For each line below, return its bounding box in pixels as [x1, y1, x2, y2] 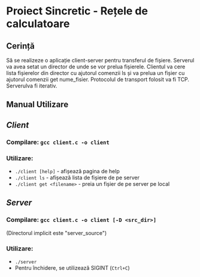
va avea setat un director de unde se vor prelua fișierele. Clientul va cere [6, 63, 186, 70]
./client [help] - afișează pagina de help [14, 168, 120, 174]
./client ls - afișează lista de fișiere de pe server [14, 174, 140, 181]
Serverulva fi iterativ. [6, 82, 57, 89]
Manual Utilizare [6, 100, 69, 110]
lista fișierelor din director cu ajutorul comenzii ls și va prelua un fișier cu [6, 70, 185, 76]
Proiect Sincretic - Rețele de [6, 4, 149, 18]
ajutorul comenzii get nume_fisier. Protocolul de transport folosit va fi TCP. [6, 76, 190, 83]
